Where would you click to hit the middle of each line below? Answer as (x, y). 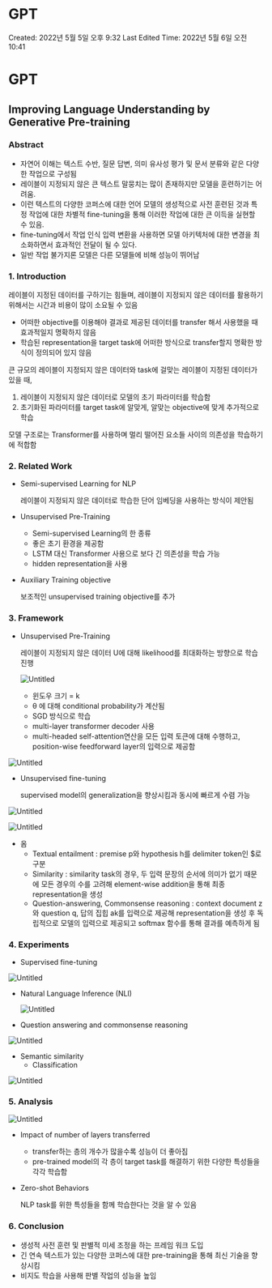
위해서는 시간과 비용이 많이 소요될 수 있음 (73, 305)
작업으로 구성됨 (53, 173)
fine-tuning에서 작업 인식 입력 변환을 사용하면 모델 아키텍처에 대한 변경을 (136, 234)
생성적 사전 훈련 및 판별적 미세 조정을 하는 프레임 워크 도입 (112, 1245)
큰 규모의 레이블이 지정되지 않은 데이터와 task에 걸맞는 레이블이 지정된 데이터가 (133, 370)
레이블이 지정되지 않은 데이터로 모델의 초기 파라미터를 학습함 (115, 397)
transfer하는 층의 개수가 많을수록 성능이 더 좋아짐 (110, 1152)
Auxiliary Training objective (66, 580)
